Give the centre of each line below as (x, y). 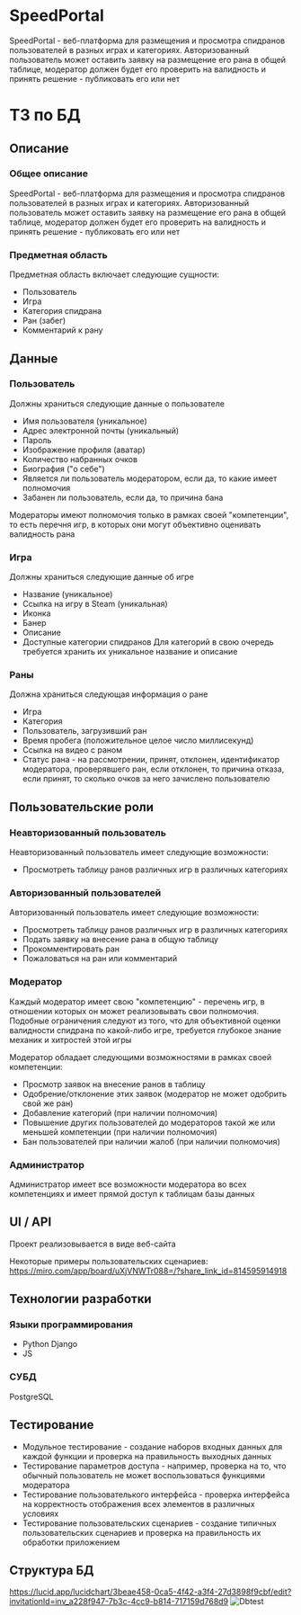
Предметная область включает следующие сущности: (115, 274)
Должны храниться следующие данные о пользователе (117, 403)
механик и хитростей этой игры (71, 1039)
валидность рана (42, 534)
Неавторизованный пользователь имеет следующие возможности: (139, 852)
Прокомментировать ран (71, 949)
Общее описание (49, 174)
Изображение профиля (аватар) (84, 450)
